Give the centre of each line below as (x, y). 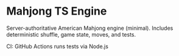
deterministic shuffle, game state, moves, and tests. (71, 34)
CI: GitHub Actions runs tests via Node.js (57, 46)
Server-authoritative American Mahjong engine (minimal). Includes (90, 28)
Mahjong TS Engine (57, 11)
